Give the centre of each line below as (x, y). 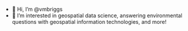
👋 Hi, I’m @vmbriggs (37, 9)
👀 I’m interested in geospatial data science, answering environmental (97, 15)
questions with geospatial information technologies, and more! (89, 22)
